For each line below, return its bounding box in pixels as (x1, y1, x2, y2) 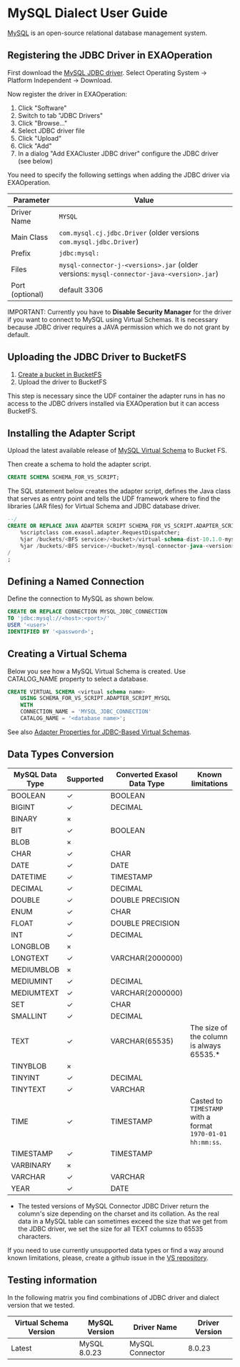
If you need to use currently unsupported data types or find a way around (7, 1246, 224, 1254)
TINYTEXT (11, 1084, 46, 1094)
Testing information (7, 1274, 98, 1286)
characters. (17, 1232, 52, 1241)
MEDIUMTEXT (11, 988, 59, 998)
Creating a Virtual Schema (7, 648, 127, 660)
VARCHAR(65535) (110, 1036, 174, 1046)
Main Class (11, 232, 49, 242)
